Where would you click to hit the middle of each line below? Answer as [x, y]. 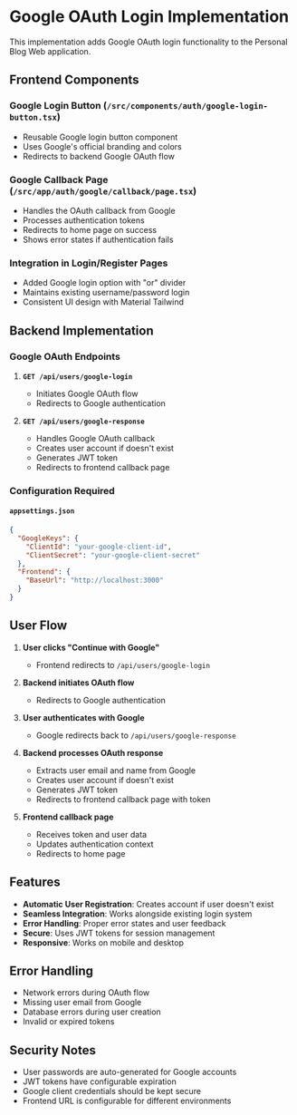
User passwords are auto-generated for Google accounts [129, 1072]
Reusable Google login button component [100, 137]
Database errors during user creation [91, 1012]
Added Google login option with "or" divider [104, 283]
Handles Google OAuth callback [96, 438]
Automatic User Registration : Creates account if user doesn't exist [148, 904]
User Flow [38, 626]
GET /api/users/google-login [77, 377]
